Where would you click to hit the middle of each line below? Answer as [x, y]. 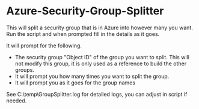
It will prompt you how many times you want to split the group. [92, 76]
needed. [17, 101]
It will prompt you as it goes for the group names [75, 83]
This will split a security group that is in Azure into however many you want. [100, 28]
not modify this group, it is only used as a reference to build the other [101, 63]
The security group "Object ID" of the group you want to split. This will [102, 57]
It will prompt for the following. [44, 46]
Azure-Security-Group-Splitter [85, 11]
